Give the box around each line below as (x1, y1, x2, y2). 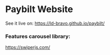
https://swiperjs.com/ (5, 44, 50, 50)
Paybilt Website (5, 4, 73, 15)
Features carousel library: (5, 33, 71, 40)
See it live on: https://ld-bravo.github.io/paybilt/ (5, 20, 105, 26)
